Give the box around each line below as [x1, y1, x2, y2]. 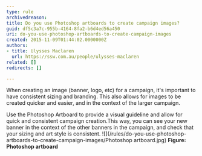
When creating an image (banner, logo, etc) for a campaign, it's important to [6, 87, 196, 94]
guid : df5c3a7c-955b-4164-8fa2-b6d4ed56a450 [6, 25, 120, 32]
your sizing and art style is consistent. [6, 130, 101, 137]
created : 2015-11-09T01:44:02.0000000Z [6, 37, 107, 43]
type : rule [6, 8, 34, 15]
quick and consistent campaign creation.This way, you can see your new [6, 117, 187, 125]
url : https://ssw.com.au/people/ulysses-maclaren [11, 54, 139, 60]
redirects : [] [6, 64, 42, 71]
